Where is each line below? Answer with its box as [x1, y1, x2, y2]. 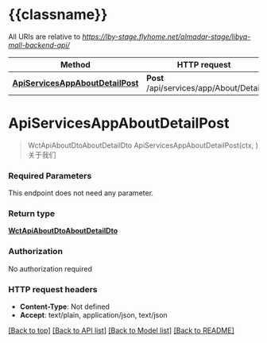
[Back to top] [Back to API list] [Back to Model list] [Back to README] [8, 326, 234, 335]
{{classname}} [8, 6, 108, 24]
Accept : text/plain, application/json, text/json [19, 310, 168, 320]
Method [60, 59, 91, 70]
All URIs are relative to [8, 32, 81, 41]
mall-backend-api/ [8, 40, 70, 49]
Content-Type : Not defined [19, 302, 110, 311]
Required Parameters [8, 170, 92, 181]
